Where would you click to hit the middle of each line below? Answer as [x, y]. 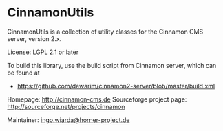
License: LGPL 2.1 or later [43, 52]
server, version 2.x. [34, 38]
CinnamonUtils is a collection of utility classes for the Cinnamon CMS [105, 32]
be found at [23, 73]
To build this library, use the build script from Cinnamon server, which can [112, 65]
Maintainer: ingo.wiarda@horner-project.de [68, 120]
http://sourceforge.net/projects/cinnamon [66, 106]
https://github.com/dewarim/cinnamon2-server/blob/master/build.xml [116, 86]
